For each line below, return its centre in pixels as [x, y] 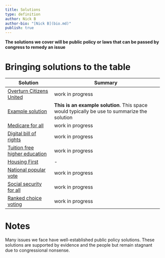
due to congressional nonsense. [38, 250]
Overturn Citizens [28, 91]
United [15, 97]
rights [14, 140]
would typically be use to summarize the [100, 111]
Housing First [23, 162]
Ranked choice [25, 198]
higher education [27, 154]
